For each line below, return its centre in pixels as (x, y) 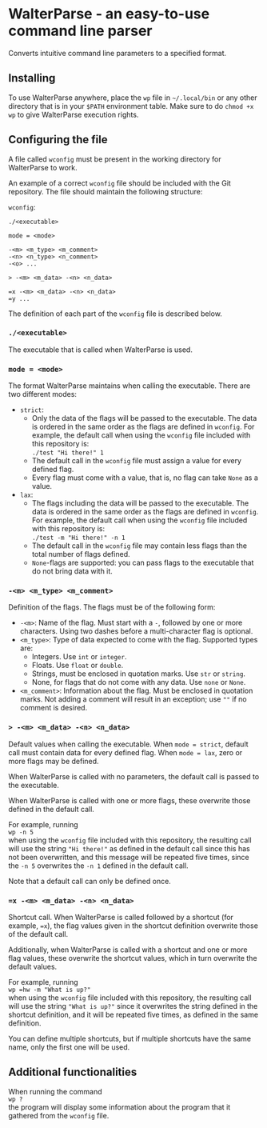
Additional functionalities (73, 1072)
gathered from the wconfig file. (59, 1115)
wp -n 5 (21, 832)
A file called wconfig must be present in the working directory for (115, 159)
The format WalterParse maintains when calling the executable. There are (130, 386)
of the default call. (38, 934)
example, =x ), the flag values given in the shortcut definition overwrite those (133, 926)
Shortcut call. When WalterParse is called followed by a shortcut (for (121, 918)
